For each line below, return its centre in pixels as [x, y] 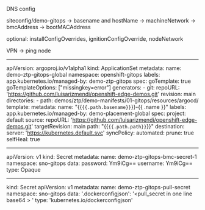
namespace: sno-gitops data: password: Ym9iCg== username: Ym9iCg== [100, 163]
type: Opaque [23, 170]
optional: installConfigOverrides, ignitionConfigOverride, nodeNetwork [95, 39]
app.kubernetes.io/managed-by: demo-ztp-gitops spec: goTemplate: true [99, 81]
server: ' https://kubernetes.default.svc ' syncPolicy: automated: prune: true [100, 133]
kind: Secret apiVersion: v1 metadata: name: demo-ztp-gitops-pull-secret [99, 187]
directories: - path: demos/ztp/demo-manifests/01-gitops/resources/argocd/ [103, 100]
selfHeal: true [23, 139]
